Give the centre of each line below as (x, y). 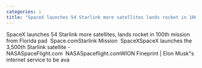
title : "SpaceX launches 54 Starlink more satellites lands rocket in (96, 17)
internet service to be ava (38, 60)
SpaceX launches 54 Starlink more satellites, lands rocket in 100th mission (98, 34)
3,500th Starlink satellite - (38, 47)
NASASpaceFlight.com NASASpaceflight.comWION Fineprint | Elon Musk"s (100, 53)
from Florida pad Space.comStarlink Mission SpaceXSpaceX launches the (99, 41)
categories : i (24, 12)
